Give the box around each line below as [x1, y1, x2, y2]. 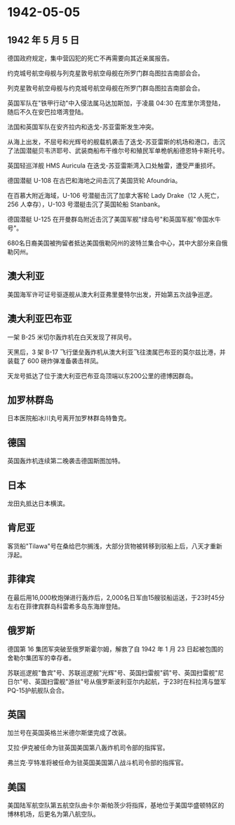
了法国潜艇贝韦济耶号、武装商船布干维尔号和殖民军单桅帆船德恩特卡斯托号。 [7, 146, 229, 155]
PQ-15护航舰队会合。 [7, 686, 69, 694]
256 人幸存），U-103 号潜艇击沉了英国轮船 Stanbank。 [7, 200, 164, 208]
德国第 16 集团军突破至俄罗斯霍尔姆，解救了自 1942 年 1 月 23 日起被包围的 [7, 645, 224, 653]
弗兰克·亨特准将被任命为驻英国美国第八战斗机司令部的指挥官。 [7, 758, 188, 767]
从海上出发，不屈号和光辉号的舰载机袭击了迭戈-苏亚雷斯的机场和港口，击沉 [7, 138, 226, 146]
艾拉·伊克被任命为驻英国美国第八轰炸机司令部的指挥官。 [7, 743, 170, 752]
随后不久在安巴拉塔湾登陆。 [7, 108, 88, 116]
